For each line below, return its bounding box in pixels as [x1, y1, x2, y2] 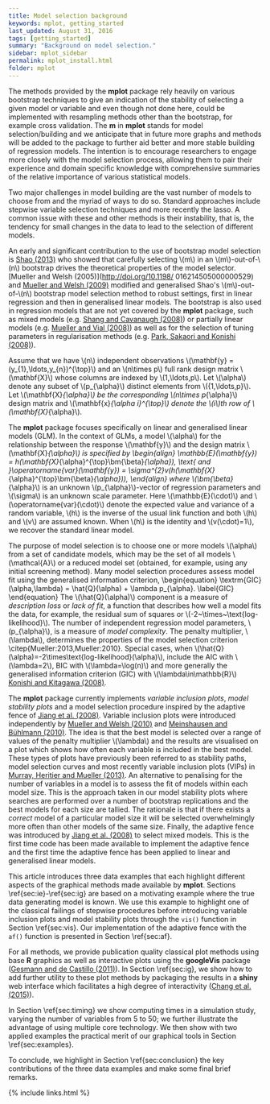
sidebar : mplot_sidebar [8, 49, 88, 57]
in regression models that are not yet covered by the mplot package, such [8, 305, 254, 315]
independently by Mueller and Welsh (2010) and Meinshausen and [8, 718, 227, 729]
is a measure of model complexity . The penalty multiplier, [54, 626, 243, 636]
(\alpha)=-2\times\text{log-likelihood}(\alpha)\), [8, 651, 166, 661]
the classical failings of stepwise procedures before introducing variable [8, 905, 247, 915]
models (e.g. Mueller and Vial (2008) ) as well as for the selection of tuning [8, 323, 255, 333]
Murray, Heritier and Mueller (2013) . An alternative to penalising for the [8, 770, 243, 779]
